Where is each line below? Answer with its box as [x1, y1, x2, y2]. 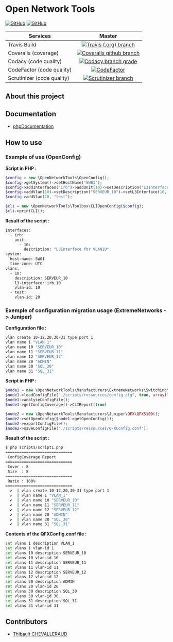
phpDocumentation [12, 123, 54, 129]
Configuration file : [5, 325, 47, 331]
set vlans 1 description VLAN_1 [5, 541, 75, 546]
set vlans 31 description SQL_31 [5, 598, 77, 603]
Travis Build [8, 41, 37, 48]
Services [28, 32, 51, 39]
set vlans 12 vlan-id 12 [5, 575, 59, 580]
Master [99, 32, 117, 39]
